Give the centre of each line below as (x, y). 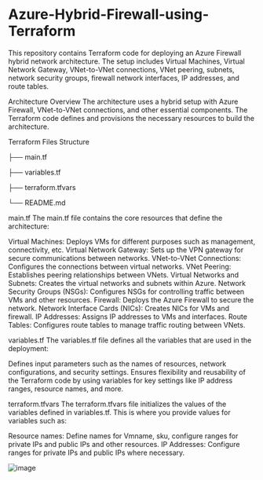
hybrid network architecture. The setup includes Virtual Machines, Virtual (126, 61)
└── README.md (37, 203)
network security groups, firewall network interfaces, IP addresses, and (124, 78)
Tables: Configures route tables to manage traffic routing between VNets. (127, 324)
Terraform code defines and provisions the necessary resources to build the (131, 118)
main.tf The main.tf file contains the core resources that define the (115, 218)
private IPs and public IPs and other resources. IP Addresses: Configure (124, 444)
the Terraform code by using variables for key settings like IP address (121, 380)
